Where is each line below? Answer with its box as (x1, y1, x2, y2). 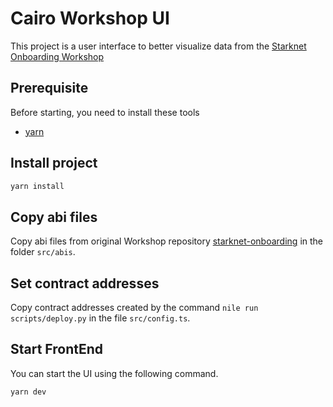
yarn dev (10, 387, 47, 397)
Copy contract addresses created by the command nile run (10, 302, 259, 314)
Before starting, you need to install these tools (10, 106, 200, 118)
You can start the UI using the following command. (10, 367, 219, 379)
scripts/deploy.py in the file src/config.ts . (10, 312, 191, 324)
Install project (10, 155, 98, 172)
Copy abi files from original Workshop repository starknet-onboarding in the (10, 235, 324, 247)
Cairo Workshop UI (10, 7, 170, 30)
